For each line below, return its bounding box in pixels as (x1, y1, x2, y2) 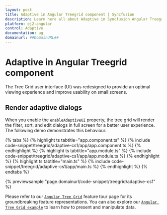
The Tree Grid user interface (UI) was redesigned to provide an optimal (5, 83, 151, 90)
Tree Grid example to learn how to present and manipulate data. (5, 204, 136, 210)
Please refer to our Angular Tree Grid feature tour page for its (5, 193, 132, 200)
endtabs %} (5, 169, 30, 175)
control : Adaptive (5, 26, 43, 31)
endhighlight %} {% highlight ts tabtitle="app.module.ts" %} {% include (5, 148, 152, 154)
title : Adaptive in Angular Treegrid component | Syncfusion (5, 12, 135, 17)
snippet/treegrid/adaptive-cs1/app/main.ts (5, 163, 92, 170)
